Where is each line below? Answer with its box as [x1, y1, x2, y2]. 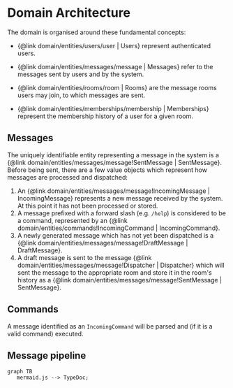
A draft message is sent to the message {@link [17, 253, 152, 261]
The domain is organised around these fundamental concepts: [7, 28, 186, 36]
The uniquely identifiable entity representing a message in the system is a [7, 150, 220, 159]
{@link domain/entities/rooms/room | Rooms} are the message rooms [17, 83, 218, 92]
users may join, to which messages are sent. [17, 91, 146, 99]
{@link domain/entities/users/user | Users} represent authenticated [17, 41, 211, 50]
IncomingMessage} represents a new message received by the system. [17, 194, 223, 202]
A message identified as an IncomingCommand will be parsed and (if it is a [7, 322, 213, 330]
